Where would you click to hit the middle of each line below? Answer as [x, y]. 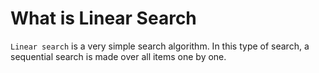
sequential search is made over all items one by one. [118, 56]
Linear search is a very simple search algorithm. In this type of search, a [160, 46]
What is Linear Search [103, 18]
